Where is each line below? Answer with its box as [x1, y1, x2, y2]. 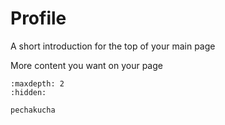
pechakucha [10, 105, 56, 115]
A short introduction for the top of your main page [10, 40, 216, 52]
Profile [10, 7, 67, 30]
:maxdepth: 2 [10, 78, 65, 89]
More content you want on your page [10, 59, 163, 71]
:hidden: [10, 87, 47, 97]
